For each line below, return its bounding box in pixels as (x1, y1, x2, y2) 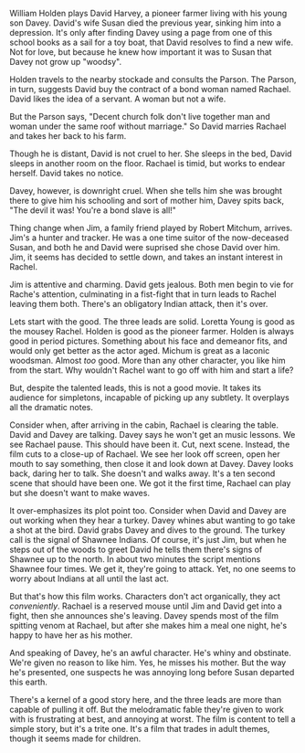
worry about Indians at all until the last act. (9, 573, 169, 584)
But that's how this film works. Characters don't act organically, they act (9, 591, 281, 601)
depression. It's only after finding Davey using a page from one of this (9, 27, 272, 37)
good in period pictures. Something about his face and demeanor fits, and (9, 335, 288, 346)
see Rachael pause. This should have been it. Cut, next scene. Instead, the (9, 439, 290, 450)
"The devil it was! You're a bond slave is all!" (9, 205, 176, 216)
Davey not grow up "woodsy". (9, 57, 121, 67)
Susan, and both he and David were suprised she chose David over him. (9, 242, 280, 252)
